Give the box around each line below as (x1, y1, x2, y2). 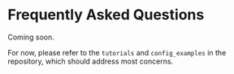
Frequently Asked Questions (7, 6, 205, 24)
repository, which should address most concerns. (7, 56, 174, 66)
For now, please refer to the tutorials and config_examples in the (7, 47, 227, 57)
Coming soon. (7, 32, 54, 42)
